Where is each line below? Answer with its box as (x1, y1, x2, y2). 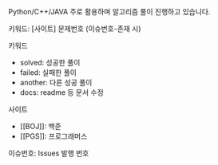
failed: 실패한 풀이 (19, 68, 77, 77)
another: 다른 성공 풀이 (19, 78, 93, 87)
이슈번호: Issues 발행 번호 (8, 148, 89, 158)
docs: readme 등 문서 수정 (19, 88, 104, 97)
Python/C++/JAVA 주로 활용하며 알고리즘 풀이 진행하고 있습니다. (8, 7, 211, 16)
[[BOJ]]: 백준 (19, 122, 61, 131)
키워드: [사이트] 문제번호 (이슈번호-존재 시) (8, 24, 141, 33)
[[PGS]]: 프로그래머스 (19, 132, 88, 141)
